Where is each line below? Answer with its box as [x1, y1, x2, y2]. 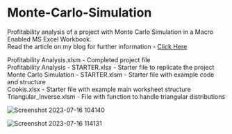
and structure [7, 77, 47, 86]
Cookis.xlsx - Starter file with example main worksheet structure [7, 85, 191, 93]
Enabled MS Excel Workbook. [7, 35, 92, 43]
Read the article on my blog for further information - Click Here [7, 42, 188, 50]
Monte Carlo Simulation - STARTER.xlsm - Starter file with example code [7, 70, 215, 79]
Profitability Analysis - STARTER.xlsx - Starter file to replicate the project [7, 63, 215, 71]
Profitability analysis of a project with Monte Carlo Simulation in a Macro [7, 28, 214, 36]
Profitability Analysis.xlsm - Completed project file [7, 55, 151, 64]
